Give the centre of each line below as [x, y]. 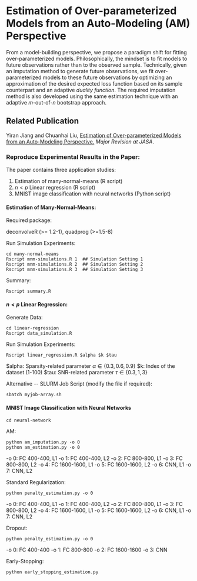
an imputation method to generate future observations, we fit [80, 71]
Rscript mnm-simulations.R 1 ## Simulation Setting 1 [75, 259]
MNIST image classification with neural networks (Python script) [93, 194]
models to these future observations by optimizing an [107, 77]
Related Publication [43, 121]
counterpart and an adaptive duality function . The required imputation [91, 90]
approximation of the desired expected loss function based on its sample [94, 83]
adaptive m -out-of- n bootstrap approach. [56, 102]
